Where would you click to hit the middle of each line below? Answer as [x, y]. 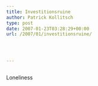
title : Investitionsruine [38, 12]
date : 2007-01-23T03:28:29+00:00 [48, 29]
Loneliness [19, 78]
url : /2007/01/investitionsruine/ [49, 34]
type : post [20, 23]
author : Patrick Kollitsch [40, 17]
